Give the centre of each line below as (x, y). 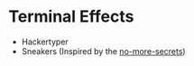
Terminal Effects (71, 17)
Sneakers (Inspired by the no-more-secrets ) (103, 51)
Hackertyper (45, 42)
